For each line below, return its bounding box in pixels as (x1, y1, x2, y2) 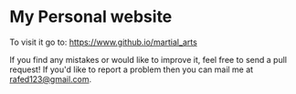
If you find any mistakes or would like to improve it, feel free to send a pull (9, 54, 288, 65)
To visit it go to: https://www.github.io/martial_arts (9, 37, 198, 47)
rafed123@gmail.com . (9, 73, 92, 84)
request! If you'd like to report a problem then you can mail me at (9, 64, 254, 75)
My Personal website (9, 6, 173, 27)
